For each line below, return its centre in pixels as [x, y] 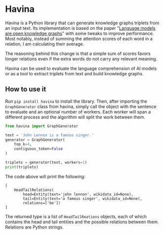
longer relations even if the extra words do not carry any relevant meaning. [81, 59]
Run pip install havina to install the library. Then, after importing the [76, 101]
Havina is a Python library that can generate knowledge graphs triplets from [82, 23]
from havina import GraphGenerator [42, 126]
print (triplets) [22, 167]
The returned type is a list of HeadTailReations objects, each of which [76, 216]
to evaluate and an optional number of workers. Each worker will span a [78, 112]
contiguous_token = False [39, 149]
